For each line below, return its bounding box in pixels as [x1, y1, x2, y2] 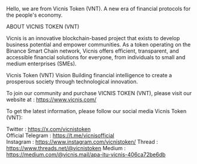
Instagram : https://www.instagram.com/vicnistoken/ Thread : [6, 138, 158, 145]
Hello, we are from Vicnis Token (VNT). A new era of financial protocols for [6, 5, 191, 12]
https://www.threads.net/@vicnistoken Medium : [6, 145, 126, 151]
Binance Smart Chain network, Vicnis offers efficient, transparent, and [6, 47, 180, 54]
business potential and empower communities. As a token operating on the [6, 41, 191, 48]
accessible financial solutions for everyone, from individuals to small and [6, 54, 186, 60]
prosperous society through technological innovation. [6, 78, 138, 85]
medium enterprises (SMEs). [6, 60, 77, 67]
